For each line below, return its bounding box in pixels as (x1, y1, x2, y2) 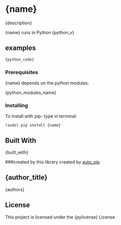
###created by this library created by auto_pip (5, 159, 100, 165)
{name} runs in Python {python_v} (5, 29, 74, 35)
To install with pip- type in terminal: (5, 113, 77, 119)
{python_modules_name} (5, 89, 57, 95)
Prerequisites (5, 68, 38, 75)
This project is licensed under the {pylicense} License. (5, 214, 117, 220)
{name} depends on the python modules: (5, 80, 89, 86)
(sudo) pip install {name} (5, 123, 61, 128)
